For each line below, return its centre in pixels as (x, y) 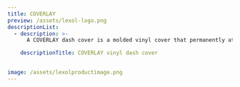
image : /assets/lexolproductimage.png (65, 72)
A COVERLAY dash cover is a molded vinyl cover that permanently (125, 40)
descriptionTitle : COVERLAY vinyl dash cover (89, 53)
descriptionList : (33, 27)
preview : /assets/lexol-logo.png (57, 21)
